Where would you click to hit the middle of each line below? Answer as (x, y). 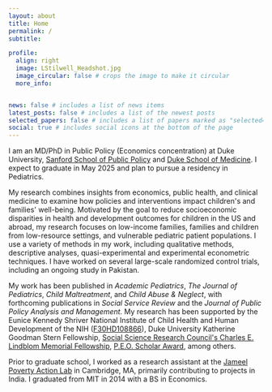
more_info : (34, 83)
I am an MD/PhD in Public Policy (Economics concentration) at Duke (121, 151)
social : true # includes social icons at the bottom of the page (121, 128)
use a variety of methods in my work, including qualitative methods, (121, 244)
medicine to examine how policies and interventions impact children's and (132, 201)
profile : (23, 54)
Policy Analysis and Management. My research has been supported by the (133, 312)
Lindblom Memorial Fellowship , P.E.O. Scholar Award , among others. (122, 347)
